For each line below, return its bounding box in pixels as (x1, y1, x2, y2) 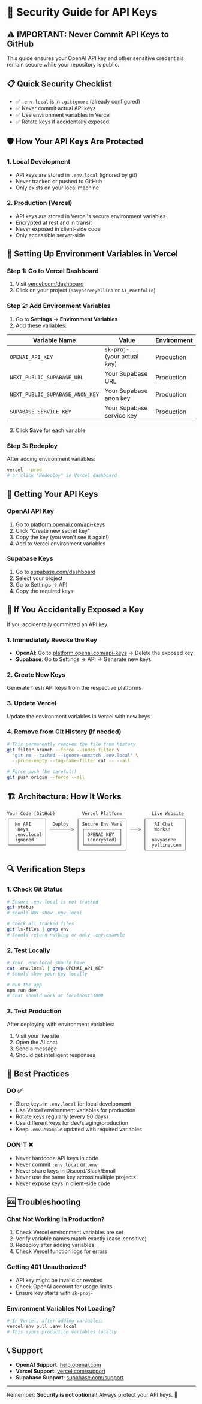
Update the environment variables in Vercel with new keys (7, 712, 150, 720)
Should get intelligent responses (15, 1051, 95, 1058)
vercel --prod (7, 467, 43, 473)
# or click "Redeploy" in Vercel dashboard (7, 472, 117, 478)
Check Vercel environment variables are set (15, 1228, 124, 1236)
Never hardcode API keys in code (15, 1154, 98, 1161)
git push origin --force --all (7, 774, 85, 781)
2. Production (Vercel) (7, 199, 73, 207)
